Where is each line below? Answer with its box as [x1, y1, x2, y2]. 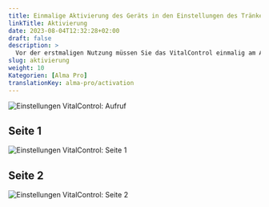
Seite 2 [8, 168, 44, 182]
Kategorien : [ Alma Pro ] [8, 71, 88, 79]
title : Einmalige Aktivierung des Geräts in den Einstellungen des [8, 11, 239, 20]
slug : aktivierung [8, 57, 70, 65]
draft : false [8, 34, 52, 43]
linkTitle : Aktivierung [8, 19, 88, 27]
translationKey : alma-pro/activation [8, 79, 134, 87]
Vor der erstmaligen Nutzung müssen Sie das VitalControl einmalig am [15, 49, 256, 57]
